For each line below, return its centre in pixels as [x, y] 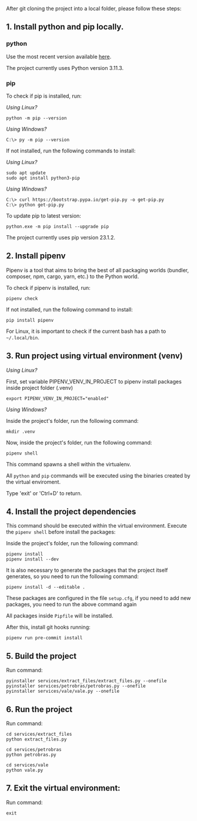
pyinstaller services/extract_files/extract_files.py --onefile [86, 681]
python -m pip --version [36, 118]
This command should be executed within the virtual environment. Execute [96, 526]
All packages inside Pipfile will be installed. [60, 616]
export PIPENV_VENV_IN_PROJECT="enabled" [58, 398]
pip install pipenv [30, 320]
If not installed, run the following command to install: [70, 309]
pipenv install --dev [33, 559]
